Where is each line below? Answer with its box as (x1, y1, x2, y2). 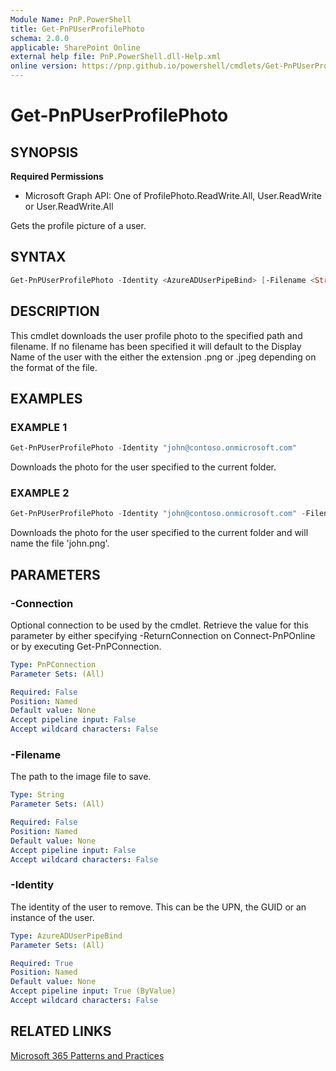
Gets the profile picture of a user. (10, 220, 147, 231)
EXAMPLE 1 (10, 420, 68, 434)
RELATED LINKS (10, 1023, 112, 1040)
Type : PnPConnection (10, 659, 97, 670)
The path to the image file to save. (10, 771, 152, 783)
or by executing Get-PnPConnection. (10, 640, 162, 652)
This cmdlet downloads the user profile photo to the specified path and (10, 329, 303, 341)
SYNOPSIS (10, 144, 79, 161)
